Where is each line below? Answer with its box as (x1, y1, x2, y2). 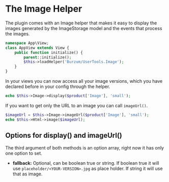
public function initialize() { (14, 50, 83, 55)
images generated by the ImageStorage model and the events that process (5, 25, 162, 31)
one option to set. (5, 150, 42, 156)
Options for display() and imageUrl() (5, 131, 122, 140)
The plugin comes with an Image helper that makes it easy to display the (5, 20, 157, 26)
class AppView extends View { (5, 45, 70, 50)
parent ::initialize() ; (23, 54, 72, 60)
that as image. (12, 171, 43, 177)
